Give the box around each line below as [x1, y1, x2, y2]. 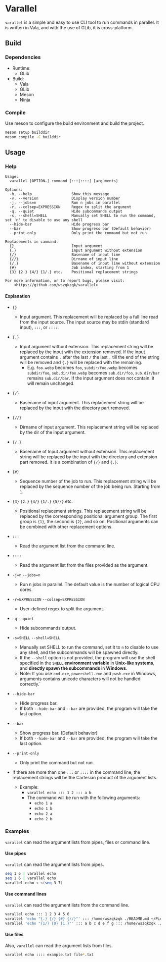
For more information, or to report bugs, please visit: [5, 278, 125, 283]
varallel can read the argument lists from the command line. [5, 902, 129, 908]
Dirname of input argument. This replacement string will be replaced [19, 424, 159, 430]
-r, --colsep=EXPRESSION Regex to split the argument [9, 205, 132, 210]
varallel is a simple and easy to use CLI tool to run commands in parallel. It [5, 19, 159, 25]
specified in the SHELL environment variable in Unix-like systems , [19, 660, 155, 666]
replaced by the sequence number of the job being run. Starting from [19, 483, 161, 489]
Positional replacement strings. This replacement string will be [19, 508, 147, 514]
